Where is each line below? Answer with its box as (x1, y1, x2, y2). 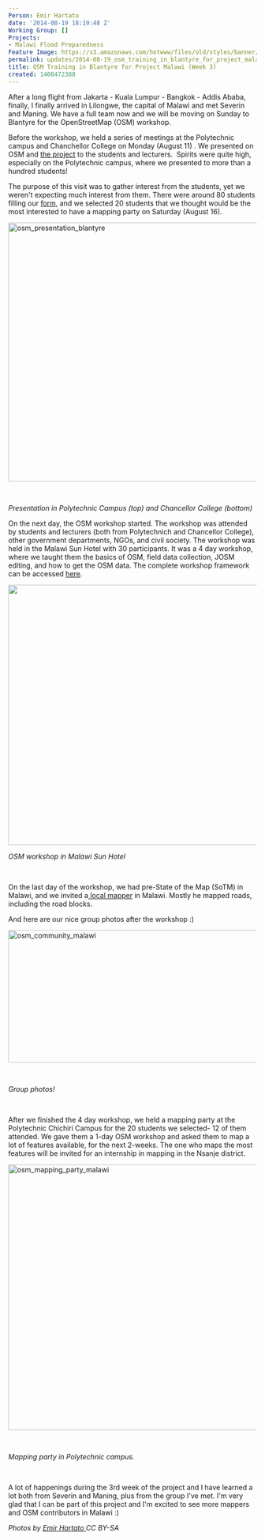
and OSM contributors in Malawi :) (8, 1508, 120, 1517)
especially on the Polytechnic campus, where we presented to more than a (8, 157, 251, 167)
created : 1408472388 (8, 70, 77, 78)
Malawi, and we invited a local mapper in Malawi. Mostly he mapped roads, (8, 890, 252, 900)
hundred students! (8, 166, 69, 176)
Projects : (8, 33, 41, 42)
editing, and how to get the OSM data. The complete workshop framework (8, 561, 250, 570)
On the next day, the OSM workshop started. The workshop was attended (8, 519, 248, 528)
